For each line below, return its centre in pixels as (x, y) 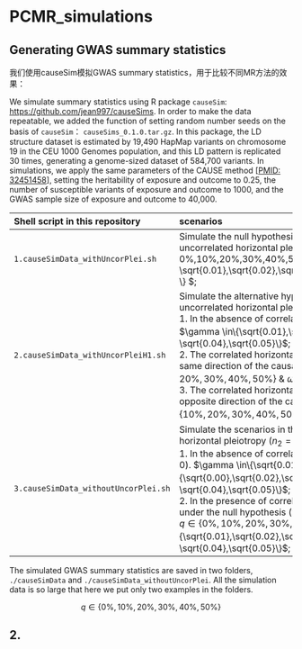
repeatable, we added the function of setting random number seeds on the (147, 121)
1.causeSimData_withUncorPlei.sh (85, 259)
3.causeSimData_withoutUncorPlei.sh (92, 489)
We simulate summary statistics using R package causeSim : (118, 102)
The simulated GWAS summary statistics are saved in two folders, (131, 570)
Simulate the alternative (229, 296)
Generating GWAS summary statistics (118, 50)
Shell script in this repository (77, 221)
